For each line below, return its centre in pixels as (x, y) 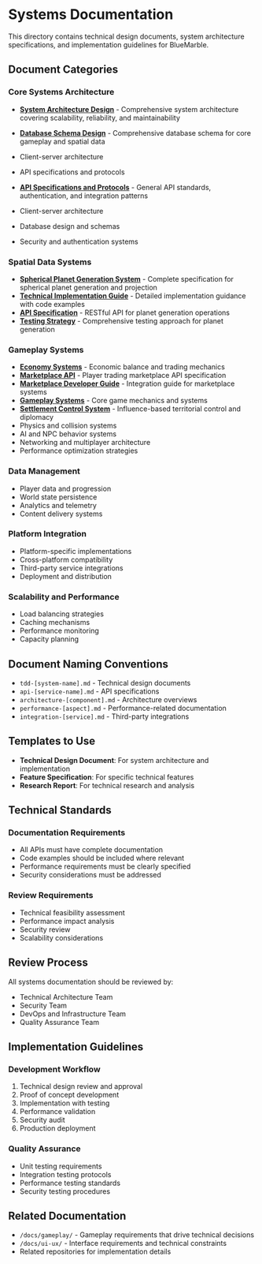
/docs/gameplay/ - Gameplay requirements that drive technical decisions (137, 1235)
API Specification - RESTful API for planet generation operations (125, 312)
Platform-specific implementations (76, 551)
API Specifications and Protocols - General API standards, (115, 187)
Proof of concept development (69, 1095)
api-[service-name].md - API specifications (89, 691)
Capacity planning (49, 639)
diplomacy (36, 417)
